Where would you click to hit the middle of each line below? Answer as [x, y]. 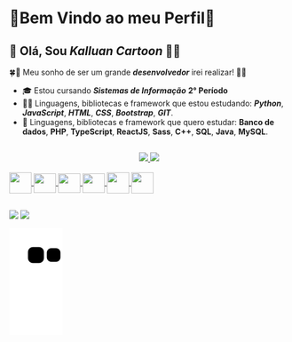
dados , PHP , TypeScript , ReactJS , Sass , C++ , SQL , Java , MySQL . [145, 131]
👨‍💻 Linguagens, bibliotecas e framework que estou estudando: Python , [153, 103]
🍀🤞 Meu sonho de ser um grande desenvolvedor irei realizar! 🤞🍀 [128, 72]
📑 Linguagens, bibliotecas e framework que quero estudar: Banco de [148, 122]
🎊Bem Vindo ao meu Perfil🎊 [112, 18]
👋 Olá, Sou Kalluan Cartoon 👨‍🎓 [95, 51]
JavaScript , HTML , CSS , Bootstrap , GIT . [98, 113]
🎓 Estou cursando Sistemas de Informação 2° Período [125, 91]
